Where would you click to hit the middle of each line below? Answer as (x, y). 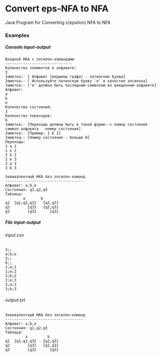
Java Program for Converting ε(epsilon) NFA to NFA (58, 22)
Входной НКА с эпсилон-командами (40, 59)
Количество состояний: (29, 107)
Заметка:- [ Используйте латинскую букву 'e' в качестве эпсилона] (77, 81)
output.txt (15, 300)
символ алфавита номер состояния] (43, 129)
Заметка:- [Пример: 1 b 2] (33, 133)
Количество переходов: (29, 116)
